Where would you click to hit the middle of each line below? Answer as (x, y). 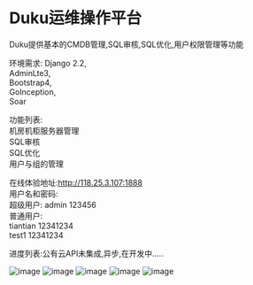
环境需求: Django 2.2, (48, 63)
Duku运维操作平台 (76, 18)
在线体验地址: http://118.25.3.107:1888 (76, 182)
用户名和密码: (34, 193)
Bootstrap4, (31, 82)
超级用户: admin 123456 (53, 204)
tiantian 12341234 (41, 226)
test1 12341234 (36, 235)
